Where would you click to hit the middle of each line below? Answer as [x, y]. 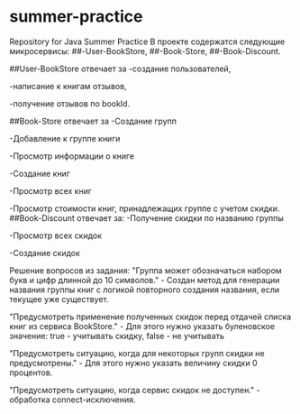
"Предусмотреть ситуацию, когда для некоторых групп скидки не [137, 353]
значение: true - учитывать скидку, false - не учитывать [117, 336]
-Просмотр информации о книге [72, 156]
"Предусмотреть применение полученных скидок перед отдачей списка [150, 317]
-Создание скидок [45, 253]
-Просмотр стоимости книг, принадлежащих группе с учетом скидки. [145, 208]
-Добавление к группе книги [65, 138]
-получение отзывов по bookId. [70, 103]
